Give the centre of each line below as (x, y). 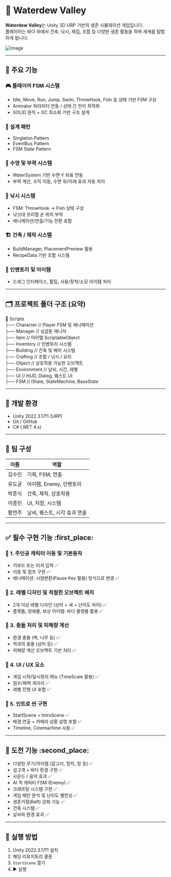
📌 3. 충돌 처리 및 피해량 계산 (37, 626)
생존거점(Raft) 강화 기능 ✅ (39, 802)
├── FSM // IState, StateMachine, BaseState (52, 381)
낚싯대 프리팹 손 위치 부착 (38, 214)
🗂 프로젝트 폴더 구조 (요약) (46, 304)
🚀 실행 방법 (22, 837)
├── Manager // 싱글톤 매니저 (36, 331)
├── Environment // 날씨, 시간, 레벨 (41, 369)
